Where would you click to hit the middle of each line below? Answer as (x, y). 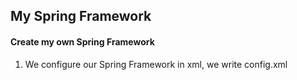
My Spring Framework (81, 16)
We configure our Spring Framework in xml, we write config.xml (156, 64)
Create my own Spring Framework (82, 41)
